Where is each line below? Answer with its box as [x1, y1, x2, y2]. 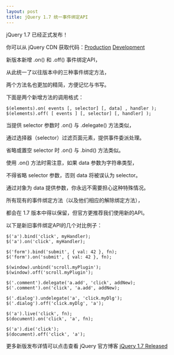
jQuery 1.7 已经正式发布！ [6, 31, 68, 38]
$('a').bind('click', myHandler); [6, 233, 91, 239]
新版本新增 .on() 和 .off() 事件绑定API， [6, 56, 101, 63]
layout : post [6, 8, 38, 15]
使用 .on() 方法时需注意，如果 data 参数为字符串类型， [6, 159, 137, 166]
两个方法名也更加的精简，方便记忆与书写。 [6, 81, 110, 88]
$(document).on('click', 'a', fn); [6, 316, 94, 321]
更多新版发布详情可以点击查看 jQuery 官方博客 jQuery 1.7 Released [6, 342, 168, 349]
